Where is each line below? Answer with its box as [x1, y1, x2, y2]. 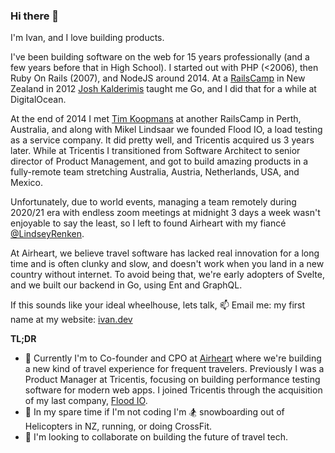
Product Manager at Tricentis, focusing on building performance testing [24, 374, 321, 386]
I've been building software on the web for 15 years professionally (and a [10, 51, 310, 63]
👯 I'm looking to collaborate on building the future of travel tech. [24, 431, 289, 443]
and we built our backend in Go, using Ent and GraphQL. [10, 279, 243, 291]
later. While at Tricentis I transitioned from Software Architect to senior [10, 145, 301, 157]
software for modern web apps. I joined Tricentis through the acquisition [24, 384, 323, 396]
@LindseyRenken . [10, 228, 85, 240]
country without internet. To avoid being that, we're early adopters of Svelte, [10, 269, 325, 281]
